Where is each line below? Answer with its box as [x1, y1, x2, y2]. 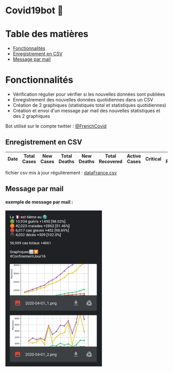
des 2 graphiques [12, 113, 50, 119]
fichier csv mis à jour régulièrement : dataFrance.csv [5, 169, 117, 175]
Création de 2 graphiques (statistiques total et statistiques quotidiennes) [12, 102, 166, 109]
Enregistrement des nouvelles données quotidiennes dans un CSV [12, 97, 153, 103]
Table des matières [5, 28, 89, 40]
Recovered [98, 158, 123, 165]
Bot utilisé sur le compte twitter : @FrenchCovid [5, 123, 107, 129]
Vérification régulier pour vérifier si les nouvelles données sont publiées [12, 91, 166, 97]
